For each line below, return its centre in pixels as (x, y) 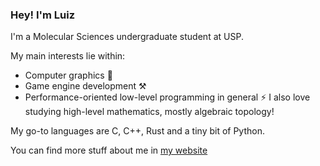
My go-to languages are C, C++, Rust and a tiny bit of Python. (138, 131)
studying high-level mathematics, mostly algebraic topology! (149, 112)
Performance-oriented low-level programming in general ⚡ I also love (167, 97)
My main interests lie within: (68, 56)
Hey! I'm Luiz (43, 15)
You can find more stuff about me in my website (109, 150)
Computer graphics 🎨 (68, 75)
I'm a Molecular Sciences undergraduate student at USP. (127, 37)
